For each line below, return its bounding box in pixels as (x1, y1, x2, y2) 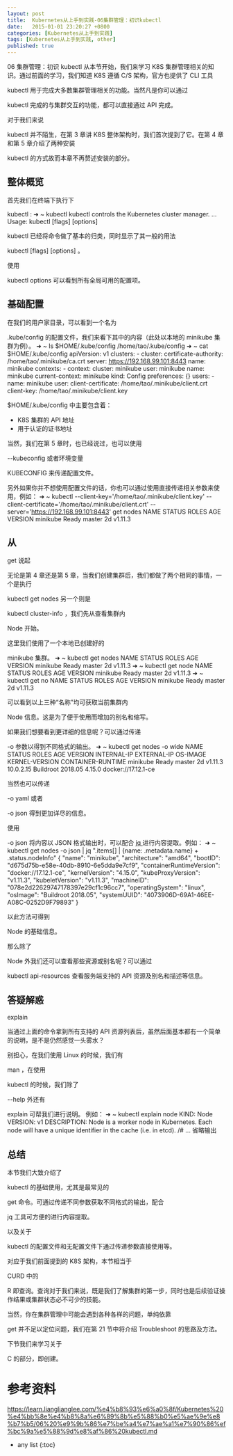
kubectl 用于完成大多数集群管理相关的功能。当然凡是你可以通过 (7, 86, 189, 94)
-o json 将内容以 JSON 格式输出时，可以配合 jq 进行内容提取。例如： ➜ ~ (7, 839, 216, 847)
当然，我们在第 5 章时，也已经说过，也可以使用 (7, 439, 142, 448)
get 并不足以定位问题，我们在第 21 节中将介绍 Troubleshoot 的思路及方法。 (7, 1325, 221, 1334)
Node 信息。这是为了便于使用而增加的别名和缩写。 (7, 713, 153, 721)
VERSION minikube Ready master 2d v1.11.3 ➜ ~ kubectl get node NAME (7, 662, 214, 670)
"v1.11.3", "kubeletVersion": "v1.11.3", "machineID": (7, 876, 149, 885)
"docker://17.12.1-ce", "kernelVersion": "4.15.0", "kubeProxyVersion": (7, 869, 200, 877)
